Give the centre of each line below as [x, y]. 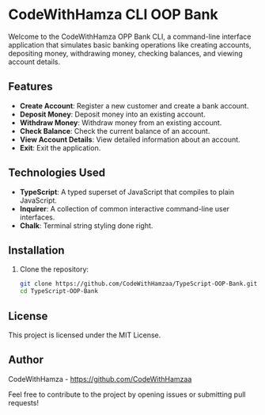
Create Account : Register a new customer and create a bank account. [134, 105]
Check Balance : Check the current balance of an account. [115, 131]
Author [26, 360]
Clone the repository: [54, 269]
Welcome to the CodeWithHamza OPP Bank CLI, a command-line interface [130, 36]
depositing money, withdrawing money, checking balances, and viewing [125, 53]
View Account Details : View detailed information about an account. [130, 139]
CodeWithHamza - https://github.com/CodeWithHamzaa [100, 379]
